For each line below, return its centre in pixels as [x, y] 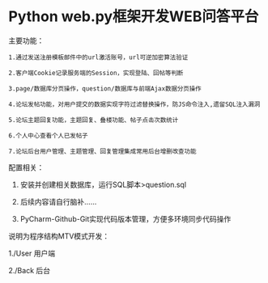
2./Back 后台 [30, 270]
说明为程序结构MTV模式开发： [59, 236]
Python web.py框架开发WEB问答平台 [134, 17]
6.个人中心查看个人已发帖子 [49, 135]
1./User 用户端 [32, 253]
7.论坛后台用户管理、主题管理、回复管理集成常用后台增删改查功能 [102, 151]
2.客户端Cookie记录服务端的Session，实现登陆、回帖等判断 [96, 73]
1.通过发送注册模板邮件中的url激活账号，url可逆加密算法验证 [98, 57]
